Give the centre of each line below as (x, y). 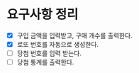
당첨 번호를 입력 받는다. (49, 53)
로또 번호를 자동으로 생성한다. (58, 44)
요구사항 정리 (43, 15)
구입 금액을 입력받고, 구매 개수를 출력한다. (74, 35)
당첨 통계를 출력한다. (45, 62)
